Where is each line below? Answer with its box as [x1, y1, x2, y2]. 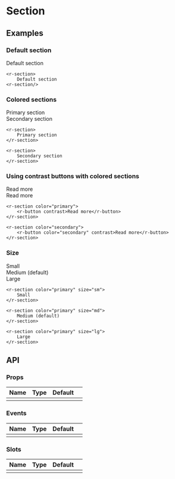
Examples [6, 28, 43, 38]
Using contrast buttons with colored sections [6, 172, 140, 181]
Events [6, 409, 27, 417]
